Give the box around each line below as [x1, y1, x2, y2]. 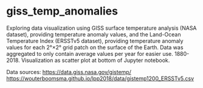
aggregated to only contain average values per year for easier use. [6, 50, 173, 57]
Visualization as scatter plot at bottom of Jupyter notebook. [21, 56, 170, 64]
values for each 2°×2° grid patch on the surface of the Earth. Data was [6, 44, 184, 51]
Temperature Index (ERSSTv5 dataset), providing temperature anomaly [6, 37, 184, 44]
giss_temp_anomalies [6, 4, 119, 18]
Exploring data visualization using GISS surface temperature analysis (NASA [6, 24, 197, 32]
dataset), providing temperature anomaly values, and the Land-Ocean [6, 30, 181, 38]
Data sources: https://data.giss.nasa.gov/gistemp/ [6, 68, 132, 75]
